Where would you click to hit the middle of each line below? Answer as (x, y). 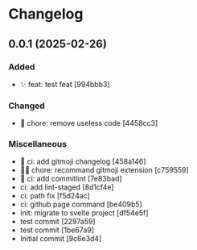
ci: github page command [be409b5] (81, 204)
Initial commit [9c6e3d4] (61, 239)
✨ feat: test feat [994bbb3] (65, 84)
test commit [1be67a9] (57, 230)
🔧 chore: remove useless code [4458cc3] (89, 123)
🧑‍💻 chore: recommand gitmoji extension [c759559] (104, 170)
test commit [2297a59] (57, 222)
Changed (27, 106)
